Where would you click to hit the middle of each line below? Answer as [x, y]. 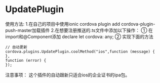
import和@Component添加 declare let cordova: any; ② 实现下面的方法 [79, 36]
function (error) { [26, 60]
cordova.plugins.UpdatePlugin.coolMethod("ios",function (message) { [80, 52]
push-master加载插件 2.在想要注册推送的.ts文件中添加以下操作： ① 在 [79, 30]
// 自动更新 [16, 47]
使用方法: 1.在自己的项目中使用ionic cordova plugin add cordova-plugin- [80, 24]
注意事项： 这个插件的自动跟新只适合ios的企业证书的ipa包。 [68, 75]
